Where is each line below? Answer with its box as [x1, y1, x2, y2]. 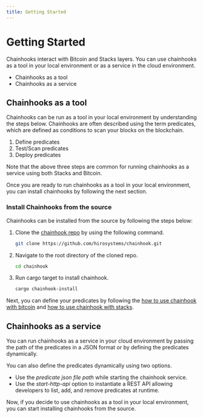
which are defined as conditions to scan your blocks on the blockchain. [6, 127, 184, 134]
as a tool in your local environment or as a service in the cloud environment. [6, 61, 196, 69]
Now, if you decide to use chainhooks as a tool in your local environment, [6, 399, 189, 406]
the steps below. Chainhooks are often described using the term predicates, [6, 120, 196, 128]
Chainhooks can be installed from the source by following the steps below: [6, 217, 193, 224]
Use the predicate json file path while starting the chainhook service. [15, 374, 188, 381]
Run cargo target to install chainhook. [15, 274, 109, 282]
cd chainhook [15, 263, 48, 270]
